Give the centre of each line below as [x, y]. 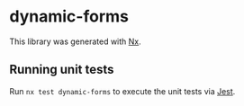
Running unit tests [62, 70]
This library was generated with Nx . [75, 41]
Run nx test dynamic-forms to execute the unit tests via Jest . [122, 91]
